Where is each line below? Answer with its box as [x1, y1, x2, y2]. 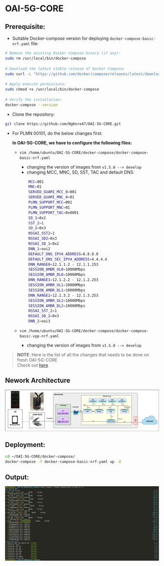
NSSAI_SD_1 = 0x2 [28, 241, 60, 246]
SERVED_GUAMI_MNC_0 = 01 [28, 195, 75, 200]
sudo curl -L [5, 72, 32, 76]
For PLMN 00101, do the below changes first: [12, 130, 102, 136]
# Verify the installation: [5, 97, 62, 102]
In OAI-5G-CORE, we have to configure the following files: [12, 140, 132, 146]
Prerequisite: [5, 23, 45, 31]
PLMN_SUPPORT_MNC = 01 [28, 205, 70, 210]
